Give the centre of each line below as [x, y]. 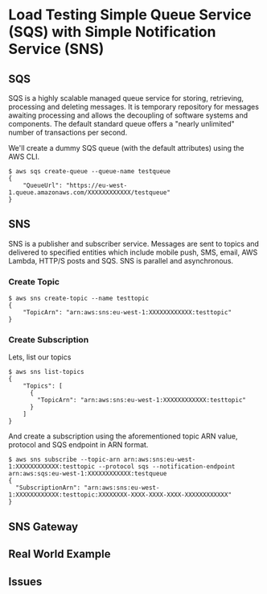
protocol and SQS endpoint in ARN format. [78, 445]
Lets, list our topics [40, 357]
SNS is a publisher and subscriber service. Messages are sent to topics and [134, 243]
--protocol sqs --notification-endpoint [166, 467]
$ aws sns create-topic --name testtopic [79, 299]
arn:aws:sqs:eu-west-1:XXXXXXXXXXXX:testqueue [88, 474]
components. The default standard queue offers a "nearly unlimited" [121, 124]
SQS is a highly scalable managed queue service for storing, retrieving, [126, 98]
